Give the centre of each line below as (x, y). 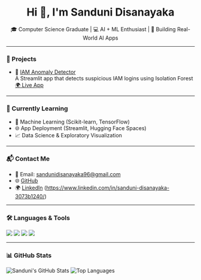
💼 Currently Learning (37, 109)
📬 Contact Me (28, 159)
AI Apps (108, 38)
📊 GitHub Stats (29, 255)
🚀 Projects (22, 59)
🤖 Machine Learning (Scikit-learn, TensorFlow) (72, 122)
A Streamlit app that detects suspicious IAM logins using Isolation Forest (104, 79)
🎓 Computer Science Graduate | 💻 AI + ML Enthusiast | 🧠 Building (94, 29)
